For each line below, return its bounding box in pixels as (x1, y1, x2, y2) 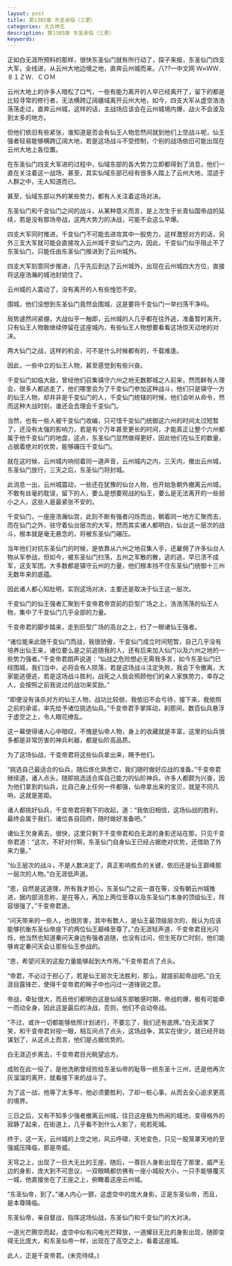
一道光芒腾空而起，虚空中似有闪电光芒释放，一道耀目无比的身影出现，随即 (7, 1228, 219, 1236)
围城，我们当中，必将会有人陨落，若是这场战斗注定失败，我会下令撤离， (12, 664, 219, 672)
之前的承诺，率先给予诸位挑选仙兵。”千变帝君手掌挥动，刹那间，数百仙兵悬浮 (7, 704, 225, 712)
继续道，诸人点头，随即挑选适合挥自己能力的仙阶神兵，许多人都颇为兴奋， (7, 774, 219, 783)
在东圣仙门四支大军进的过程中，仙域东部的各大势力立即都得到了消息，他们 (7, 160, 219, 169)
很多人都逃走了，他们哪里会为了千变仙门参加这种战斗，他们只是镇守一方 (19, 385, 225, 393)
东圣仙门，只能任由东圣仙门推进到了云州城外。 (7, 247, 140, 256)
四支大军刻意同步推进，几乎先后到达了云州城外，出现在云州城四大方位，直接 (7, 262, 225, 270)
